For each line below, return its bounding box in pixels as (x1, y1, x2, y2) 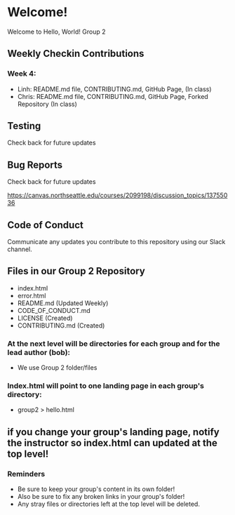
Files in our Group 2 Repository (7, 265, 145, 277)
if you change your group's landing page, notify (7, 426, 220, 438)
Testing (7, 120, 41, 132)
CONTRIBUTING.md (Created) (17, 321, 105, 330)
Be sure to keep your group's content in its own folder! (17, 485, 175, 493)
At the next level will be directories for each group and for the (7, 338, 220, 348)
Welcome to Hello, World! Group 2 (7, 27, 106, 36)
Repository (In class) (17, 100, 77, 108)
